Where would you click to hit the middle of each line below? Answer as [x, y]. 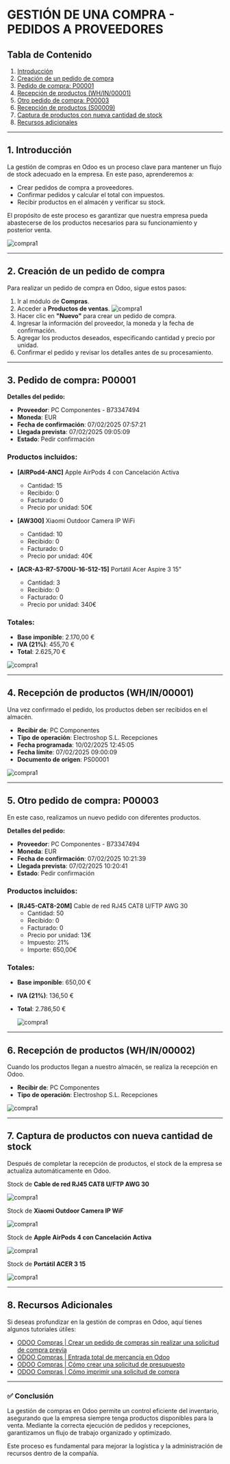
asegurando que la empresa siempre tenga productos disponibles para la [110, 1418]
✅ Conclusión [30, 1396]
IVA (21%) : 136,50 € [45, 995]
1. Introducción [39, 150]
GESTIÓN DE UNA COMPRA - [91, 15]
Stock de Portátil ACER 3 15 [47, 1263]
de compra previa [42, 1349]
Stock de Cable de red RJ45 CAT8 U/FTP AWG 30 [78, 1184]
